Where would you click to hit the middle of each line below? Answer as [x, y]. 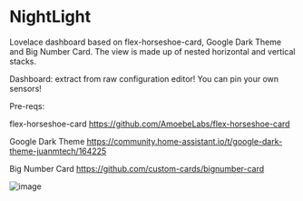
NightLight [50, 17]
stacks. [23, 61]
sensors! [26, 88]
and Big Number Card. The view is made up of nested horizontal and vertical [152, 51]
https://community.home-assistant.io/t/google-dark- [185, 141]
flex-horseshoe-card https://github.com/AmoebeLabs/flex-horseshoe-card [150, 124]
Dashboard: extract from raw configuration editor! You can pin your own [144, 78]
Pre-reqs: [27, 106]
